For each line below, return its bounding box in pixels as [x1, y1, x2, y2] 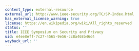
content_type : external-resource [5, 7, 73, 12]
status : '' [5, 25, 27, 30]
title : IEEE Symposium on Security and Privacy [5, 30, 104, 34]
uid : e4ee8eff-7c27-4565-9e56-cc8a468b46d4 [5, 34, 95, 39]
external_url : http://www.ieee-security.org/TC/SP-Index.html [5, 12, 134, 17]
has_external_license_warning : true [5, 16, 79, 21]
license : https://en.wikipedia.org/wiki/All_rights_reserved [5, 20, 132, 26]
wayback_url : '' [5, 39, 38, 44]
